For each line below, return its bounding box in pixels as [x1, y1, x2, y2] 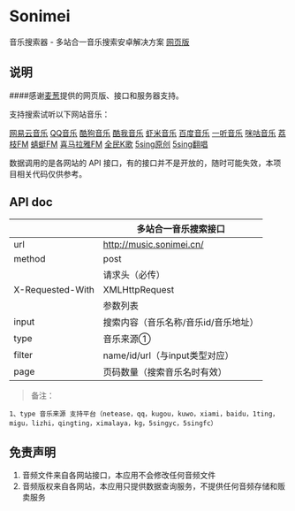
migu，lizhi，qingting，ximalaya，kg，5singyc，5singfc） [9, 418, 218, 428]
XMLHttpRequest [102, 283, 175, 295]
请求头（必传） [102, 268, 166, 280]
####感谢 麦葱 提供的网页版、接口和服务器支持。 [9, 90, 184, 101]
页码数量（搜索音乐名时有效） [102, 365, 228, 378]
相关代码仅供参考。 [16, 168, 87, 179]
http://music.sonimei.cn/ [102, 238, 205, 250]
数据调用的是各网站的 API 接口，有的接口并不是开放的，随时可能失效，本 [9, 157, 274, 168]
